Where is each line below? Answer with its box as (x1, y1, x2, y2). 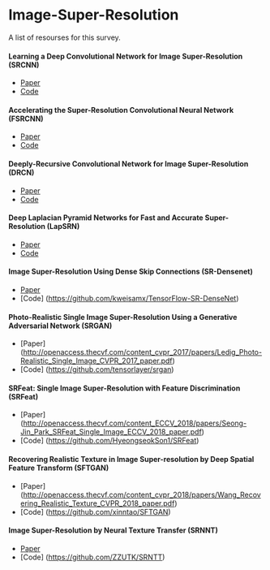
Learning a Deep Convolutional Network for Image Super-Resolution (8, 51, 243, 61)
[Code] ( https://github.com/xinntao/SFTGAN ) (19, 507, 172, 516)
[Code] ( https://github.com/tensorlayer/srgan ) (19, 365, 174, 374)
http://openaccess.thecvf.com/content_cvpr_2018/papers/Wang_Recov (23, 490, 261, 499)
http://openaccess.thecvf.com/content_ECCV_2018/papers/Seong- (23, 418, 247, 428)
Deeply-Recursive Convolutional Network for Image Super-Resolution (8, 158, 249, 168)
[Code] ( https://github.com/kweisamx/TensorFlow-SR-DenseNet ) (19, 293, 239, 303)
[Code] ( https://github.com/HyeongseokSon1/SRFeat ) (19, 436, 199, 446)
